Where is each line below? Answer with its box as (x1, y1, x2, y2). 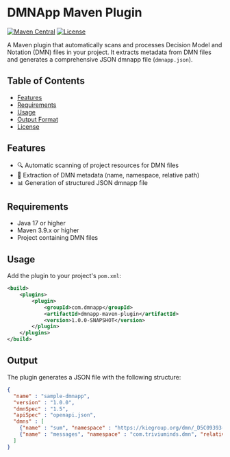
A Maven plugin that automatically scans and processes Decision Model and (7, 40, 222, 49)
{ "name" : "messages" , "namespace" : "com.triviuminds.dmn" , (19, 431, 197, 438)
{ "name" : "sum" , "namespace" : (19, 425, 112, 432)
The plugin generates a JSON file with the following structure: (7, 373, 181, 381)
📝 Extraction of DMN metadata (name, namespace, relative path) (16, 171, 200, 179)
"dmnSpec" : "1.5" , (13, 406, 69, 412)
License (16, 122, 40, 131)
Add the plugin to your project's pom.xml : (7, 272, 122, 280)
